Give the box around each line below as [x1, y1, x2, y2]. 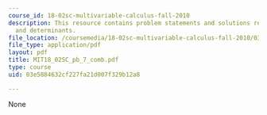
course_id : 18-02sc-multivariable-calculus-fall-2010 [8, 11, 191, 20]
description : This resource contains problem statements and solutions [8, 19, 250, 27]
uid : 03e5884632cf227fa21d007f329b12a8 [8, 71, 141, 79]
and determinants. [15, 26, 77, 34]
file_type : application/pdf [8, 41, 102, 49]
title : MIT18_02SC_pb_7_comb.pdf [8, 56, 119, 64]
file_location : [8, 33, 59, 42]
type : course [8, 63, 52, 71]
